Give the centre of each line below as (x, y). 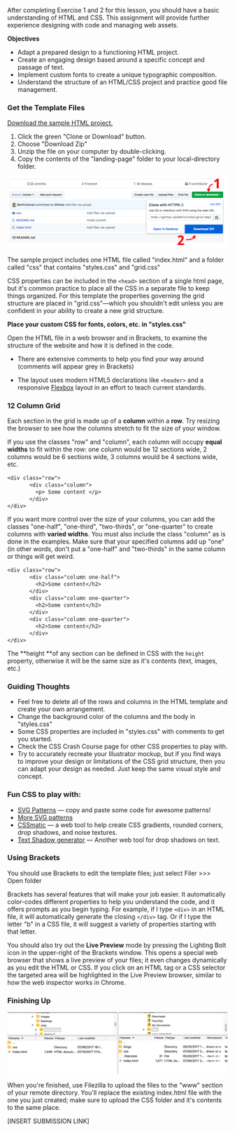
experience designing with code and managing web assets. (93, 25)
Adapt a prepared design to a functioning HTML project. (98, 52)
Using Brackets (34, 858)
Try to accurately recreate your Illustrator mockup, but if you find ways (119, 754)
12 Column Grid (34, 405)
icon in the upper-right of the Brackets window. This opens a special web (113, 952)
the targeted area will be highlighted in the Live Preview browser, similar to (114, 974)
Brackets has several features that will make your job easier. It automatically (116, 894)
